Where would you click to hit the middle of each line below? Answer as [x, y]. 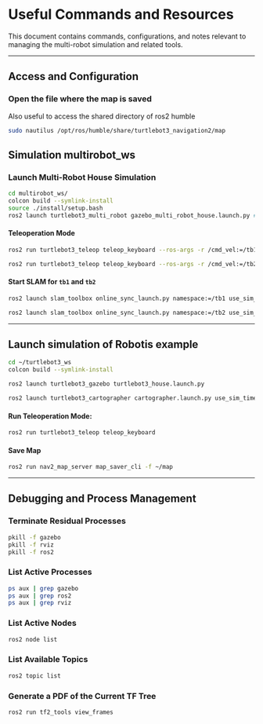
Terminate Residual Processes [67, 521]
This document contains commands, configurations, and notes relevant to [127, 36]
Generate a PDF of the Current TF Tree [82, 696]
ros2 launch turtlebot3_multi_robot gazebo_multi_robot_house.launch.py [129, 215]
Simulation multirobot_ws [72, 155]
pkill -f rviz [31, 545]
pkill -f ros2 [31, 552]
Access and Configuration [74, 77]
